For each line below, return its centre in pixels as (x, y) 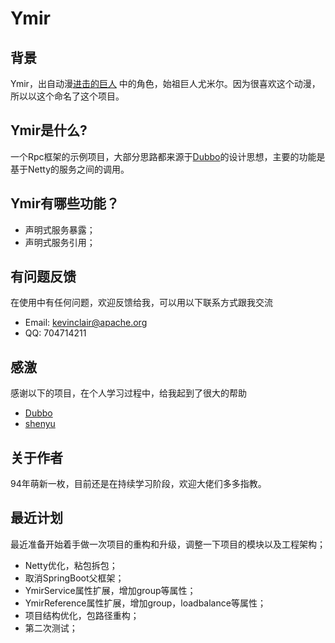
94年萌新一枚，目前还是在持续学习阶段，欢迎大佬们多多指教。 (138, 484)
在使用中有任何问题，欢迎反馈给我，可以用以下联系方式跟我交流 (141, 303)
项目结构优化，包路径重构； (82, 615)
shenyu (40, 424)
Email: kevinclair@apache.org (86, 323)
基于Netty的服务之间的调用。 (70, 169)
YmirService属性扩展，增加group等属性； (110, 590)
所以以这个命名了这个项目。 (67, 96)
